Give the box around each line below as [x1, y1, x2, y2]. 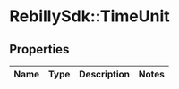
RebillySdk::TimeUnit [9, 6, 170, 27]
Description [79, 69, 130, 80]
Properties [9, 42, 70, 57]
